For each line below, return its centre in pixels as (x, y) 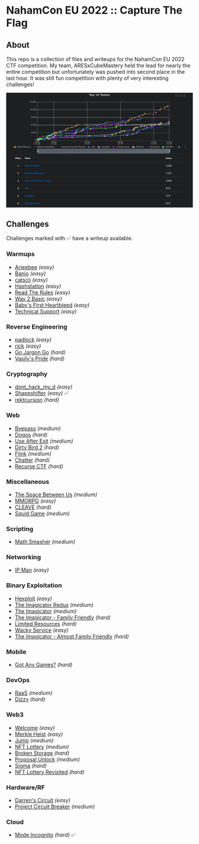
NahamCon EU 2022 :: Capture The (94, 10)
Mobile (16, 651)
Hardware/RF (26, 787)
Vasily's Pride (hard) (40, 358)
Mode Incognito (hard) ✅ (45, 835)
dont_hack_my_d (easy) (44, 387)
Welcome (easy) (35, 728)
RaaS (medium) (33, 693)
